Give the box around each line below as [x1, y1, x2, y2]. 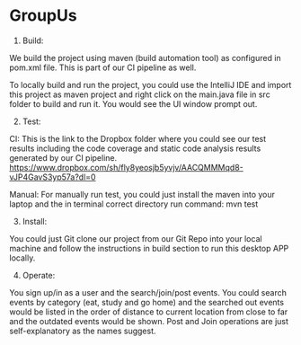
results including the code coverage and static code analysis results [9, 143, 261, 154]
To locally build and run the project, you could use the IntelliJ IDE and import [9, 79, 292, 90]
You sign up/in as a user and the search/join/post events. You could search [9, 287, 288, 297]
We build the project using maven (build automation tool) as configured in [9, 52, 281, 63]
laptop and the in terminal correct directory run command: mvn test [9, 199, 259, 209]
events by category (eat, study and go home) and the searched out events [9, 296, 285, 307]
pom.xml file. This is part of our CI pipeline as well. [9, 62, 197, 73]
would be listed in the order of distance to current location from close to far [9, 306, 288, 317]
